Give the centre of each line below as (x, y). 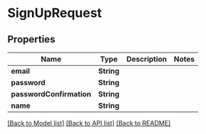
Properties (31, 39)
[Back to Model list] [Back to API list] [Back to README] (89, 123)
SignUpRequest (55, 13)
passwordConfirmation (51, 94)
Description (147, 59)
